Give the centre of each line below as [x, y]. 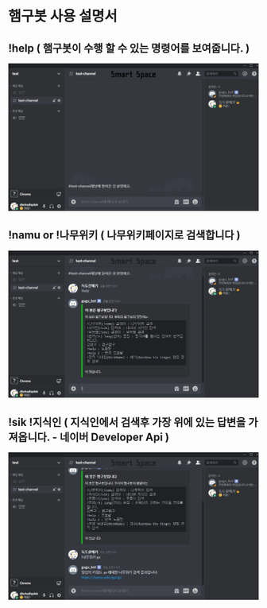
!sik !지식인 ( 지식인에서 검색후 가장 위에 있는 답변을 [127, 422]
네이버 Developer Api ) [114, 437]
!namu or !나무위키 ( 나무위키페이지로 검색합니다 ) [124, 235]
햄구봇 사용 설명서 [63, 16]
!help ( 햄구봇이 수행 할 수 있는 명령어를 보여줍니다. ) [129, 48]
